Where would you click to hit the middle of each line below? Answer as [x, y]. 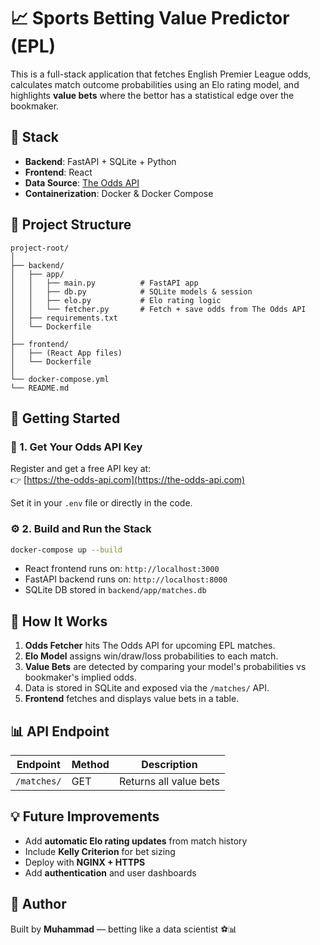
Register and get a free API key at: [81, 469]
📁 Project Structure [71, 225]
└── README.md [40, 388]
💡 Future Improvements [85, 816]
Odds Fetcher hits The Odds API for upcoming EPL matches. [150, 646]
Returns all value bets [169, 782]
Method [90, 765]
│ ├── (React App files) [66, 353]
